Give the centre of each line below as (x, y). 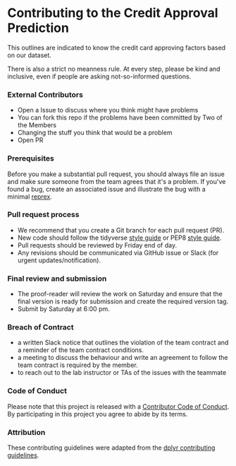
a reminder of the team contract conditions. (81, 350)
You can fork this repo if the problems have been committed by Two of (120, 117)
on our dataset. (29, 55)
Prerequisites (31, 158)
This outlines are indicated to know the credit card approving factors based (117, 47)
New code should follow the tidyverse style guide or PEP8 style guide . (119, 238)
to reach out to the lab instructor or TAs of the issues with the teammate (122, 373)
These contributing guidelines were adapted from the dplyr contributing (111, 448)
